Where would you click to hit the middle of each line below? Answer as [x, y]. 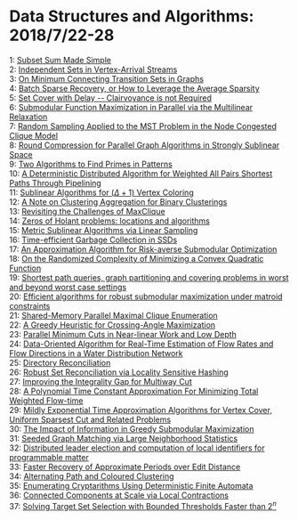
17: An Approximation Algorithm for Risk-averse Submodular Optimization [143, 249]
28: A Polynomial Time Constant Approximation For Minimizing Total [134, 391]
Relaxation [28, 117]
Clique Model [34, 135]
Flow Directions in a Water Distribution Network [96, 353]
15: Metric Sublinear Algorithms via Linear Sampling [104, 230]
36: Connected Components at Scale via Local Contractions [119, 495]
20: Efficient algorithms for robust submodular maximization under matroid [146, 297]
